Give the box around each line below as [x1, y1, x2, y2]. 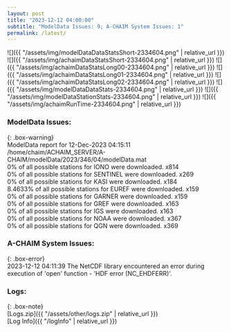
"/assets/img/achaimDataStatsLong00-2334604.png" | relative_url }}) [16, 63, 215, 71]
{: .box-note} [7, 302, 44, 311]
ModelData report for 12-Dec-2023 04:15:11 [7, 140, 131, 149]
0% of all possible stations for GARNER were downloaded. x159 [7, 192, 188, 200]
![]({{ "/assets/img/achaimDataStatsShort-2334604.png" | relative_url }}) [7, 56, 214, 64]
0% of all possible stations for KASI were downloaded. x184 [7, 177, 178, 186]
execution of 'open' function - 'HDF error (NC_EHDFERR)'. [7, 269, 173, 277]
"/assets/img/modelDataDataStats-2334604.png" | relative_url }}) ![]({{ [16, 85, 219, 94]
